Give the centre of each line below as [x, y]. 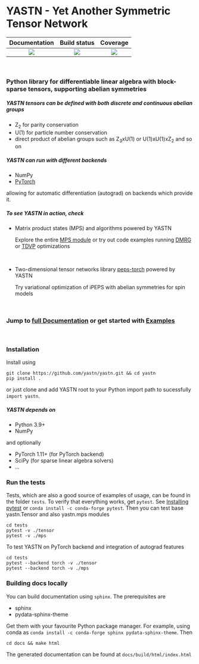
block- [167, 81]
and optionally [24, 442]
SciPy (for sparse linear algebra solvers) [64, 460]
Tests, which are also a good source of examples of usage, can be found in [98, 495]
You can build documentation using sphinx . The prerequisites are [86, 596]
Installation [23, 349]
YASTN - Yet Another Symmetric [88, 11]
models [24, 293]
